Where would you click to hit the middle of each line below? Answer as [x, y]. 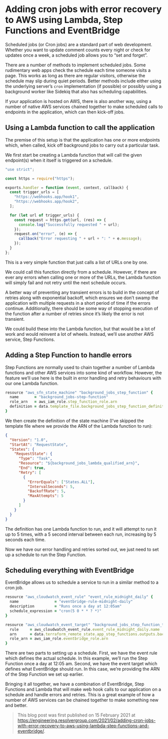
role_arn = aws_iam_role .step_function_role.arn [63, 402]
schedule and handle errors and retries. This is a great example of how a [80, 695]
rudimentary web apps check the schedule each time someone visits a [78, 70]
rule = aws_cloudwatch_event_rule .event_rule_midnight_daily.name [85, 629]
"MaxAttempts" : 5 [45, 496]
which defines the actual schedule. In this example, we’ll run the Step [76, 658]
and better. [16, 705]
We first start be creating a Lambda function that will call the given [74, 155]
